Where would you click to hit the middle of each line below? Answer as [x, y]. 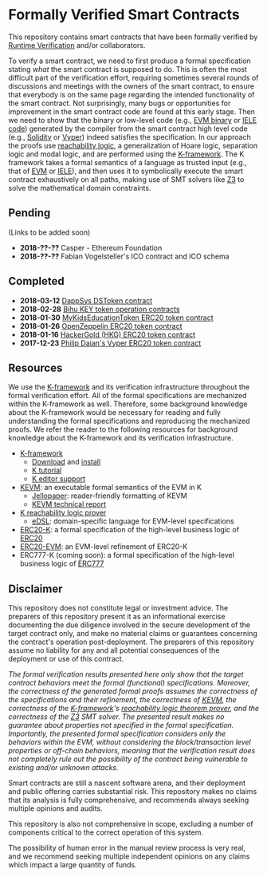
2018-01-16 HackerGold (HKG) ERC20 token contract [108, 334]
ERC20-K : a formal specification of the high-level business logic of [130, 530]
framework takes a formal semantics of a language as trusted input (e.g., [128, 162]
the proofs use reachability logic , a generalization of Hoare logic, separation [133, 145]
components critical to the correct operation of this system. [106, 832]
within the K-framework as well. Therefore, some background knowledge [128, 404]
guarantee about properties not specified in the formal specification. [121, 725]
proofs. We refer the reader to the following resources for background [123, 429]
